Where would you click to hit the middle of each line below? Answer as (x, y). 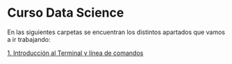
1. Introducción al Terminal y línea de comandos (75, 53)
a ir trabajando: (29, 39)
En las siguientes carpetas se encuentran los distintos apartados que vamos (116, 32)
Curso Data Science (66, 13)
